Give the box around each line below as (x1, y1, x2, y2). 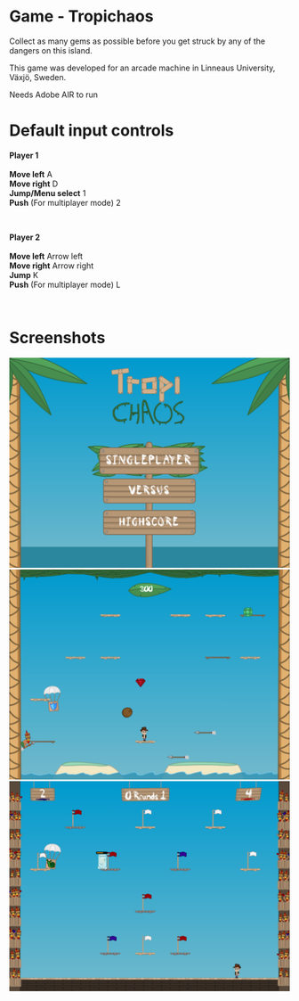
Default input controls (9, 120, 174, 141)
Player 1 (9, 150, 39, 160)
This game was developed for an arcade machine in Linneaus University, (9, 62, 276, 73)
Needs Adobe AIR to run (9, 89, 99, 100)
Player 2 (9, 232, 41, 242)
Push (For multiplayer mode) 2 (9, 197, 122, 208)
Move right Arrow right (9, 260, 94, 271)
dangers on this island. (9, 45, 93, 55)
